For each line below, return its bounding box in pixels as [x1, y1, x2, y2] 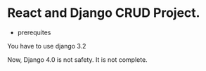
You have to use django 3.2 [7, 41, 86, 50]
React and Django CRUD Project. [7, 5, 200, 21]
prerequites [17, 28, 51, 37]
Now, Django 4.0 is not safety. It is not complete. [7, 55, 148, 64]
